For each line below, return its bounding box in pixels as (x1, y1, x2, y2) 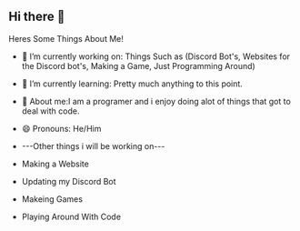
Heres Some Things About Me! (8, 33, 124, 44)
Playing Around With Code (21, 211, 122, 222)
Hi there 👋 (8, 9, 65, 25)
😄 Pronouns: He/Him (21, 123, 102, 134)
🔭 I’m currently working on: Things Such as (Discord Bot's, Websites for (21, 51, 291, 62)
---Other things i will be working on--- (21, 140, 165, 151)
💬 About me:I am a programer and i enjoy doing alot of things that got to (21, 95, 292, 106)
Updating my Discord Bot (21, 176, 116, 186)
